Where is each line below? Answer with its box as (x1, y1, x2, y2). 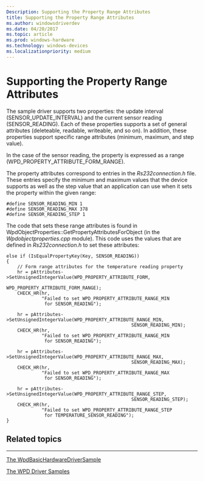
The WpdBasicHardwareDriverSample (6, 456, 101, 463)
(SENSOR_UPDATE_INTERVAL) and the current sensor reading (6, 113, 162, 121)
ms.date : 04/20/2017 (6, 25, 59, 32)
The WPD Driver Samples (6, 468, 70, 475)
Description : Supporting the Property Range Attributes (6, 8, 151, 15)
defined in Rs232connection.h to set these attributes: (6, 241, 140, 249)
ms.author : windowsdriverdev (6, 20, 80, 26)
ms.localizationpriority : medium (6, 49, 91, 55)
